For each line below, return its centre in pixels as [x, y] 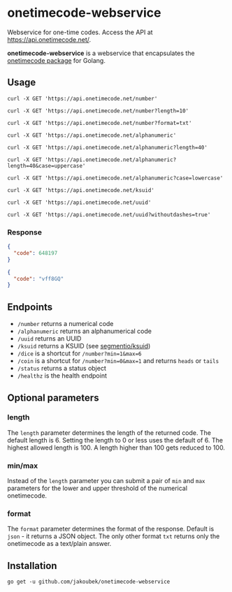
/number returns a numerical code [65, 324]
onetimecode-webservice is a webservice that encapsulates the [101, 53]
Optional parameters [53, 398]
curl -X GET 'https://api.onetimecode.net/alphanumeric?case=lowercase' [115, 178]
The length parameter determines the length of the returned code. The [109, 432]
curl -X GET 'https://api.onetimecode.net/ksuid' [81, 190]
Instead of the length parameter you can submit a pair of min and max [106, 481]
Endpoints [30, 307]
